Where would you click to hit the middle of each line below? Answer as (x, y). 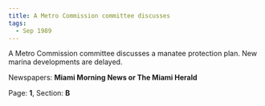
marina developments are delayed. (65, 62)
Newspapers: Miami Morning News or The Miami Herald (103, 78)
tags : (17, 23)
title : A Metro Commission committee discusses (90, 16)
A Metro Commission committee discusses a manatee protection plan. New (133, 54)
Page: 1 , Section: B (39, 93)
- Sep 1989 (34, 31)
